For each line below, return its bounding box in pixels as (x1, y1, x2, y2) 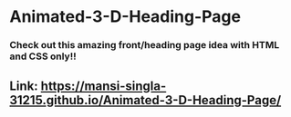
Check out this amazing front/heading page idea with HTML (9, 39, 280, 52)
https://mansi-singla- (40, 78, 167, 93)
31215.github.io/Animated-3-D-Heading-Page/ (9, 93, 282, 108)
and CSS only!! (9, 50, 77, 63)
